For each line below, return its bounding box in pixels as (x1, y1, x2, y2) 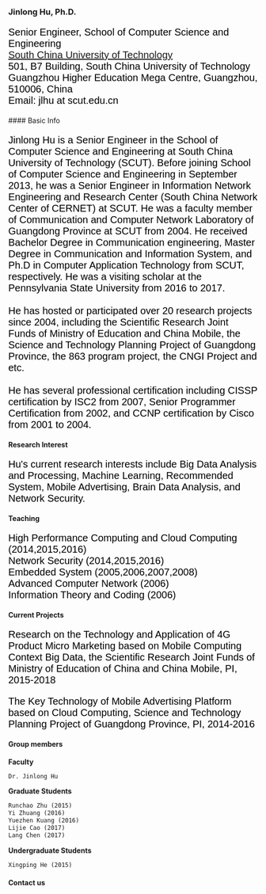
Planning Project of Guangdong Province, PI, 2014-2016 (8, 717, 256, 730)
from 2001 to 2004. (8, 418, 92, 430)
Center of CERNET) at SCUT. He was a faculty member (8, 202, 253, 214)
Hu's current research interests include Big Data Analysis (8, 458, 257, 470)
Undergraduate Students (8, 846, 93, 855)
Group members (8, 739, 63, 748)
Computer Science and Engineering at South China (8, 145, 234, 157)
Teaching (8, 513, 40, 523)
